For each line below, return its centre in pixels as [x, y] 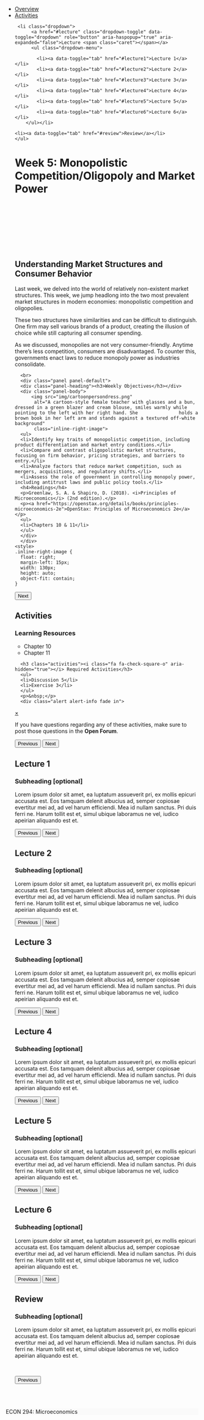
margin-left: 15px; [45, 563]
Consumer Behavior [53, 274]
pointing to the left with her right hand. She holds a [106, 413]
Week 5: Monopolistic [71, 163]
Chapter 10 [37, 646]
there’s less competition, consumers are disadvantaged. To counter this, [105, 351]
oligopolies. [29, 308]
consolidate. [30, 364]
